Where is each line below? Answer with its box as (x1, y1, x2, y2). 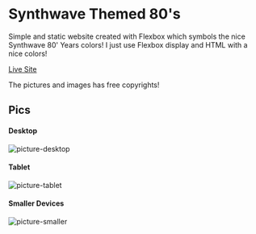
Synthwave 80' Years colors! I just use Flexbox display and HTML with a (8, 40, 248, 49)
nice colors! (8, 48, 48, 58)
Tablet (8, 162, 31, 172)
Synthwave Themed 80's (8, 5, 181, 23)
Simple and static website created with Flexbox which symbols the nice (8, 31, 246, 41)
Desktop (8, 126, 38, 136)
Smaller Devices (8, 198, 65, 208)
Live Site (8, 64, 37, 73)
